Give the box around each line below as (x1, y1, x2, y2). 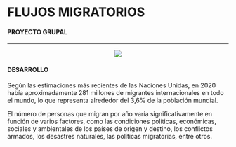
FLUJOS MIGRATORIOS (7, 4, 145, 20)
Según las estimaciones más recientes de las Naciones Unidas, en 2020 (7, 81, 216, 90)
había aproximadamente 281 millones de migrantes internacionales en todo (7, 88, 224, 97)
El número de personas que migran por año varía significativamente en (7, 109, 213, 118)
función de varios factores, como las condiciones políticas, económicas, (7, 117, 216, 125)
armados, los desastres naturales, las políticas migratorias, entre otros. (7, 132, 213, 140)
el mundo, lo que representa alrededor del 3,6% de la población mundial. (7, 96, 218, 104)
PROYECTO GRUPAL (7, 27, 68, 36)
